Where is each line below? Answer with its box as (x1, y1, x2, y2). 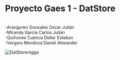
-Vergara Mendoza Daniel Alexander (5, 40, 78, 45)
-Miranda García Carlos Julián (5, 29, 65, 35)
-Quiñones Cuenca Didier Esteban (5, 35, 74, 40)
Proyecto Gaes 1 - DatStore (5, 3, 116, 14)
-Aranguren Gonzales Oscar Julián (5, 24, 74, 30)
